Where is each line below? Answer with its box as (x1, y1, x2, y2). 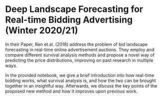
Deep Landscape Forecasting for (5, 3, 144, 15)
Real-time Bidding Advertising (5, 14, 133, 25)
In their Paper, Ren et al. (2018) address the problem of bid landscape (5, 41, 148, 47)
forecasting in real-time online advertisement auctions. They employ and (5, 46, 155, 52)
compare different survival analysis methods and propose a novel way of (5, 51, 155, 58)
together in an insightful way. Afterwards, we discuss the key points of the (5, 82, 158, 88)
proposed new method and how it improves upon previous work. (5, 88, 138, 94)
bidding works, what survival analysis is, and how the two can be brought (5, 77, 156, 83)
